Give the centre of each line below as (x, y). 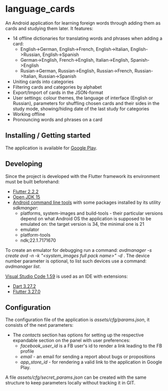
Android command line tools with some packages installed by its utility (87, 202)
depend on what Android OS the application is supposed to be (86, 218)
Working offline (29, 114)
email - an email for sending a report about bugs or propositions (88, 357)
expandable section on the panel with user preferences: (71, 341)
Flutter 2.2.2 (26, 191)
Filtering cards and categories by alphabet (57, 87)
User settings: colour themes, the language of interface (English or (83, 98)
